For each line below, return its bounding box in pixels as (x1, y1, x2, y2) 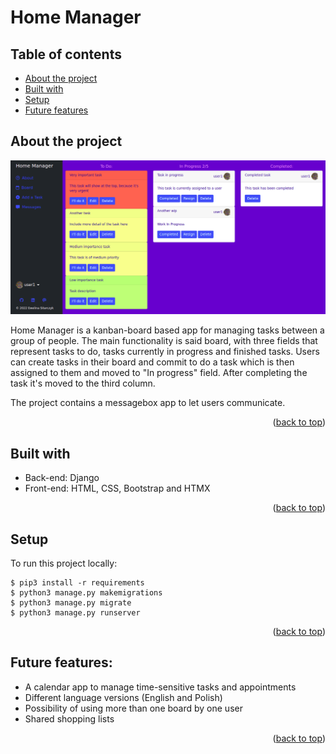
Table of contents (10, 46, 122, 63)
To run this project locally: (10, 557, 118, 570)
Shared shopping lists (24, 712, 115, 725)
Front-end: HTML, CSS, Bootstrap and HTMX (24, 482, 211, 495)
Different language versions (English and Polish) (24, 691, 223, 703)
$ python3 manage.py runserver (10, 608, 141, 618)
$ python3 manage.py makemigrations (10, 588, 163, 598)
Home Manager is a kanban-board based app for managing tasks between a (10, 324, 325, 336)
